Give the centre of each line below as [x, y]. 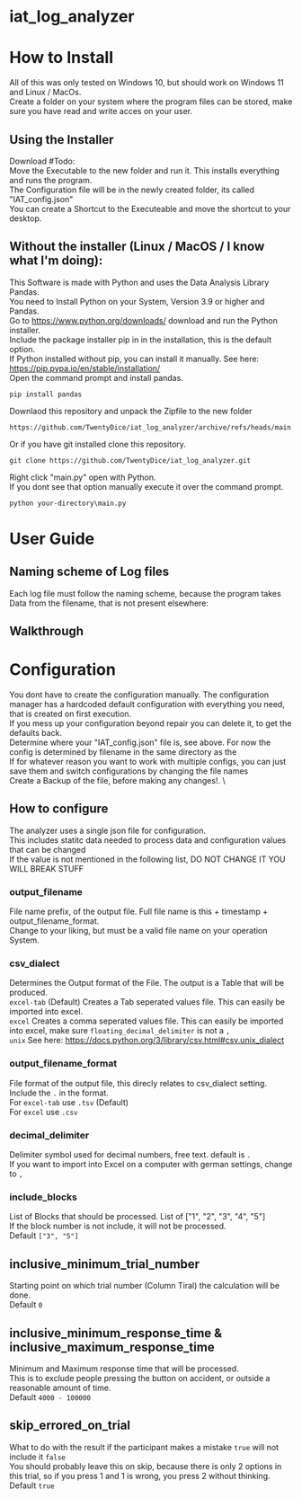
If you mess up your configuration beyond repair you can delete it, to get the [151, 723]
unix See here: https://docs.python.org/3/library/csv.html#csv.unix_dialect [147, 1041]
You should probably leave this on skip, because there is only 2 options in [146, 1466]
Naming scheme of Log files [89, 572]
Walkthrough [46, 631]
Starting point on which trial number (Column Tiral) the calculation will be [145, 1286]
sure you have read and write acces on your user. [101, 111]
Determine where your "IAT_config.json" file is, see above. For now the [140, 742]
